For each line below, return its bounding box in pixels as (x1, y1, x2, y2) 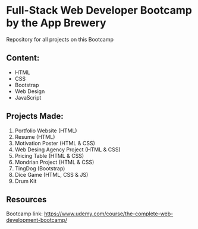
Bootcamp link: (6, 210, 43, 217)
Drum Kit (14, 177, 37, 185)
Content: (6, 53, 40, 63)
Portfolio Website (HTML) (14, 127, 77, 134)
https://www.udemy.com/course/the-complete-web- (43, 210, 174, 217)
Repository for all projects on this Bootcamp (6, 36, 114, 43)
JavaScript (14, 94, 42, 101)
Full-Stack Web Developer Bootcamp (6, 4, 192, 17)
